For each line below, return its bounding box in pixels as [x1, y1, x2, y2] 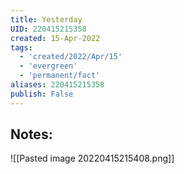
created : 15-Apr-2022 [10, 33, 101, 43]
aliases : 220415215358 [10, 80, 105, 90]
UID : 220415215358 [10, 24, 87, 34]
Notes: [10, 126, 53, 143]
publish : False [10, 89, 74, 99]
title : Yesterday [10, 14, 83, 25]
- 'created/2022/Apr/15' [19, 52, 123, 62]
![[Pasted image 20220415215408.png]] [10, 152, 175, 165]
